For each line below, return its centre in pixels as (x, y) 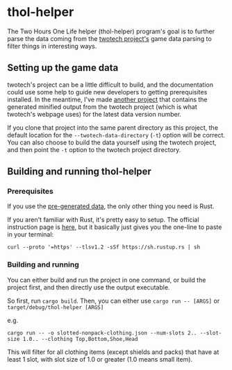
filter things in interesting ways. (52, 46)
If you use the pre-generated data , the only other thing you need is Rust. (111, 206)
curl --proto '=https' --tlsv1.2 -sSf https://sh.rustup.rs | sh (103, 247)
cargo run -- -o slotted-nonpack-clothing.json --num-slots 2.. (102, 333)
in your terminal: (31, 235)
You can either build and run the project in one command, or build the (107, 280)
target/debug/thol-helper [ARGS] (56, 307)
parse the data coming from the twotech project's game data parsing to (109, 38)
